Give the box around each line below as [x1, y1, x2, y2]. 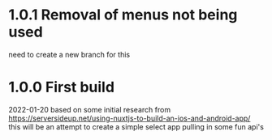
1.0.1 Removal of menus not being [8, 6, 238, 24]
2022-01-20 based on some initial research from [8, 104, 171, 114]
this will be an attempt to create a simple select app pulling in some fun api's [8, 121, 264, 131]
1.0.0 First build [8, 78, 115, 96]
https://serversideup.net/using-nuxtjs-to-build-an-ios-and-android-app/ [8, 113, 251, 123]
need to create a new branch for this [8, 49, 131, 59]
